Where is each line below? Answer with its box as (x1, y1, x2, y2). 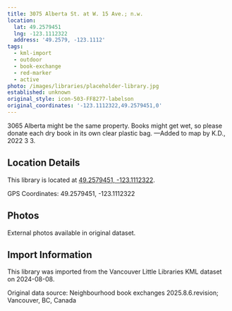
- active (13, 75, 39, 83)
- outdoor (13, 56, 42, 63)
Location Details (7, 157, 80, 169)
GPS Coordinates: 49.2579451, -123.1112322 (7, 189, 135, 197)
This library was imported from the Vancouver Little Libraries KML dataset (7, 267, 222, 276)
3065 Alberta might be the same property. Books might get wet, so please (7, 121, 223, 130)
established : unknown (7, 89, 71, 96)
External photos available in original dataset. (7, 228, 136, 237)
